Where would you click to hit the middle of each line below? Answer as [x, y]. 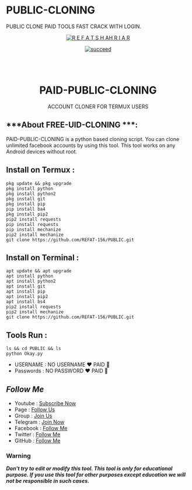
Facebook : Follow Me [41, 428]
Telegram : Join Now [39, 422]
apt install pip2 [27, 297]
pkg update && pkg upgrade [39, 183]
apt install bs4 [26, 302]
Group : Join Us [33, 416]
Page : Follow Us [35, 409]
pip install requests [32, 224]
